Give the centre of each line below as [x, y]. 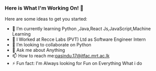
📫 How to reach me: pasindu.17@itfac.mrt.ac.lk [61, 56]
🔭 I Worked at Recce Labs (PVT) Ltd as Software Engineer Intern [79, 39]
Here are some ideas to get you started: [46, 19]
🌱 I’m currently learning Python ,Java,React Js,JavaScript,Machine [81, 29]
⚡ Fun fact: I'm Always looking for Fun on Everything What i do [77, 63]
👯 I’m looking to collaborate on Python [51, 45]
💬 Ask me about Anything [38, 50]
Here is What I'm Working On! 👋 [44, 8]
